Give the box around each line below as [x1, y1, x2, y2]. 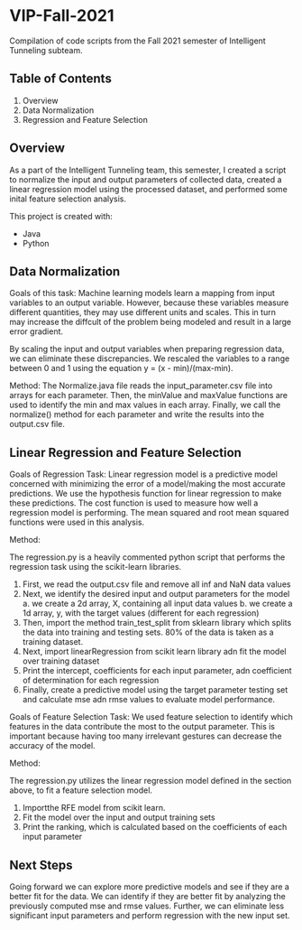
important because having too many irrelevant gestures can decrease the [9, 730, 282, 741]
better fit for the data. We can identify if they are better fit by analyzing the [9, 891, 286, 901]
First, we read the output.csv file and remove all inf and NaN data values [22, 579, 291, 590]
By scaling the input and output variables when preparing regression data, [9, 344, 285, 355]
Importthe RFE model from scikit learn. [22, 803, 166, 814]
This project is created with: [9, 210, 113, 221]
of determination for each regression [22, 674, 160, 686]
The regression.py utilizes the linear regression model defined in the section [9, 776, 292, 786]
